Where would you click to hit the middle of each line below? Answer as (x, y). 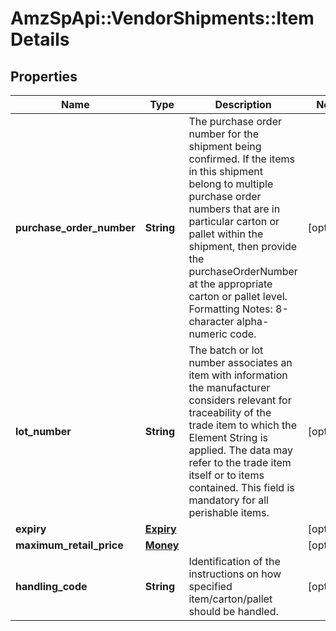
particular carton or (234, 221)
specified (210, 586)
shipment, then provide (243, 246)
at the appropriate (230, 284)
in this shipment (225, 171)
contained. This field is (241, 487)
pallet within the (226, 234)
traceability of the (230, 412)
